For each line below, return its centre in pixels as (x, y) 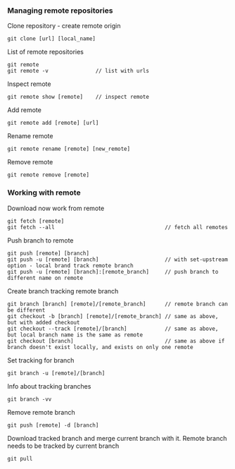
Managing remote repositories (60, 11)
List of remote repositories (46, 52)
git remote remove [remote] (49, 175)
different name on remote (45, 278)
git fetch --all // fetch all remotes (118, 227)
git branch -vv (30, 399)
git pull (20, 458)
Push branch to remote (40, 240)
